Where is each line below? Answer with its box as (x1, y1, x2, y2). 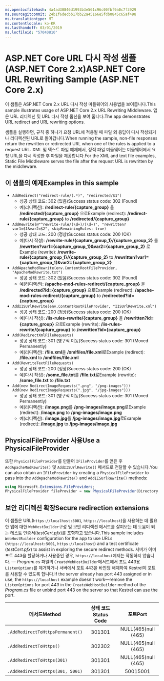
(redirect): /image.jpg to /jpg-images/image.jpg (19, 421, 118, 427)
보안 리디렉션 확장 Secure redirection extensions (5, 504, 149, 512)
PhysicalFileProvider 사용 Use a (5, 436, 100, 445)
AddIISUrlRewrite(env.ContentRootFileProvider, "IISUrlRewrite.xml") (12, 304, 157, 309)
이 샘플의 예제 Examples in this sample (5, 179, 119, 187)
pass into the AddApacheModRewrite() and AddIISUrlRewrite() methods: (5, 475, 148, 481)
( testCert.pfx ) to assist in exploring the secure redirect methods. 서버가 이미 (5, 546, 157, 552)
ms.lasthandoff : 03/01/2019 (5, 26, 62, 30)
